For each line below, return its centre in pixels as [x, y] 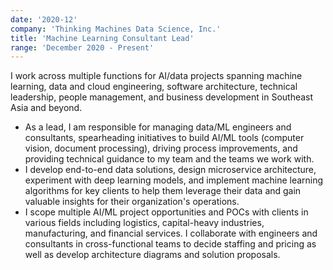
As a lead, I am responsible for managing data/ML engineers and [158, 127]
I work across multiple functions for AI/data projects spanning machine [156, 76]
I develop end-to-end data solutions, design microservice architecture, [170, 170]
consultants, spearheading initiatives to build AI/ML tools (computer [164, 138]
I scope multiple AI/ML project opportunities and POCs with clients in [166, 212]
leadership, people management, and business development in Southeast [162, 97]
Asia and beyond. [46, 108]
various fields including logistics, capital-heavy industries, [144, 223]
